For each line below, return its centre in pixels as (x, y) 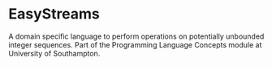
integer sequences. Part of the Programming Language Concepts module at (135, 44)
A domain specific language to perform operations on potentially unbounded (136, 36)
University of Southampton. (54, 53)
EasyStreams (54, 14)
